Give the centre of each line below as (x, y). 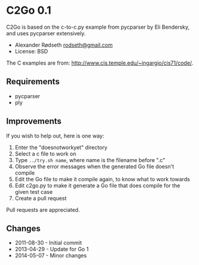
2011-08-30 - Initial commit (48, 243)
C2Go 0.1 (29, 10)
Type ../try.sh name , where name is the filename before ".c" (90, 160)
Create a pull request (41, 198)
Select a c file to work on (45, 154)
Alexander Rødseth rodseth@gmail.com (64, 45)
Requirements (33, 82)
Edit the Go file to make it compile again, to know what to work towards (102, 179)
